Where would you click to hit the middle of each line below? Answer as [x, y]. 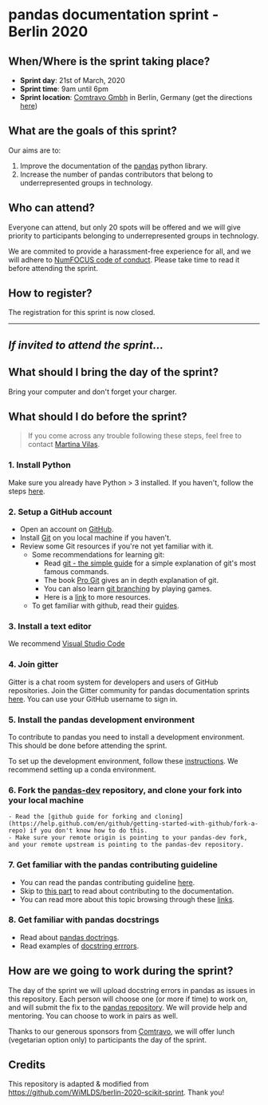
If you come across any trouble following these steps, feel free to [134, 436]
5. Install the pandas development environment [102, 720]
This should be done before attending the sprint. [88, 745]
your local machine [46, 800]
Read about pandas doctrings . [69, 937]
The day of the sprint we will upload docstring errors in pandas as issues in [132, 990]
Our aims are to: [35, 150]
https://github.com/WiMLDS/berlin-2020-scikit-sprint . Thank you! [116, 1092]
